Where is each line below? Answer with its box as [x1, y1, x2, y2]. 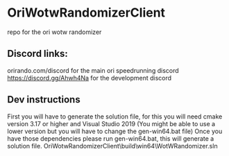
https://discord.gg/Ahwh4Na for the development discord [7, 73, 172, 82]
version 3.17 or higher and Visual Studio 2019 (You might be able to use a [7, 119, 216, 128]
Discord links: [7, 48, 68, 60]
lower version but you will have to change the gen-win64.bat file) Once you [7, 127, 223, 135]
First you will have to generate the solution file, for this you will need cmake [7, 112, 223, 121]
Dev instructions [7, 94, 81, 105]
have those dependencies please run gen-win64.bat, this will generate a [7, 134, 214, 143]
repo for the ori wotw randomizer [7, 28, 102, 36]
